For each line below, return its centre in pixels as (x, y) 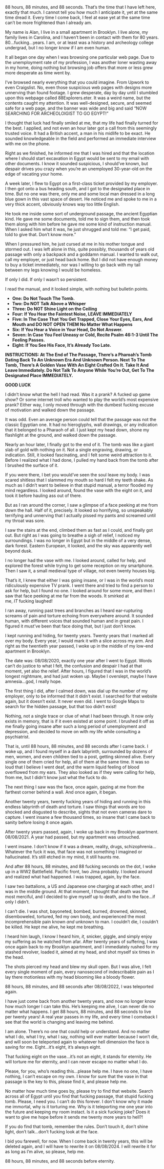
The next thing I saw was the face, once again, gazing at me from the (75, 787)
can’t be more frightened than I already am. (49, 22)
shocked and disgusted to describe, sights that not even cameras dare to (79, 812)
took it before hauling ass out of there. (43, 495)
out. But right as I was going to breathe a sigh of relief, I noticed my (72, 535)
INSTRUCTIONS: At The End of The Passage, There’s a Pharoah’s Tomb (79, 355)
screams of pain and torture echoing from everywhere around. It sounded (79, 616)
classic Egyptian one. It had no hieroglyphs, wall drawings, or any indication (81, 425)
